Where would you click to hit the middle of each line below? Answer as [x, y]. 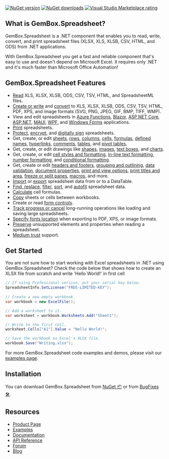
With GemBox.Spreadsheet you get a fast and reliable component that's [80, 56]
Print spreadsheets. [33, 127]
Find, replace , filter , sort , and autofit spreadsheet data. [69, 187]
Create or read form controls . [43, 203]
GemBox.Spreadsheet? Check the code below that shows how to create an [83, 268]
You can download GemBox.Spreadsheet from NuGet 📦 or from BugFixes [82, 386]
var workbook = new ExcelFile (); [40, 302]
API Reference [27, 440]
